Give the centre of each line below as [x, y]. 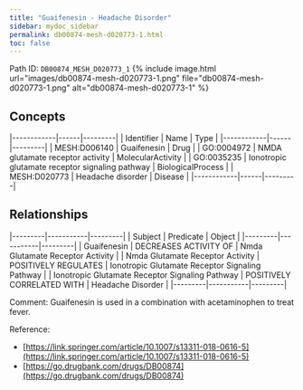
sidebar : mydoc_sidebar [54, 26]
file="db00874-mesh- [223, 79]
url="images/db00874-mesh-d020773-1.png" [95, 79]
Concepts [38, 116]
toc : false [30, 43]
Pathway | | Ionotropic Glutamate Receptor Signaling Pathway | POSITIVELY [150, 275]
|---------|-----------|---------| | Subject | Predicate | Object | [125, 236]
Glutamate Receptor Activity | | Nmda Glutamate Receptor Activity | [135, 255]
